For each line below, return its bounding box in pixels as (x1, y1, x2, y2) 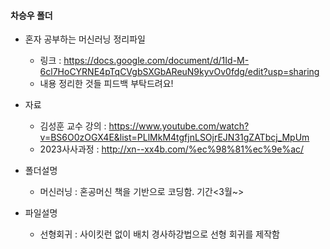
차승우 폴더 (10, 9, 53, 21)
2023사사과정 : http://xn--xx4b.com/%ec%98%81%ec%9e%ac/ (39, 143, 305, 155)
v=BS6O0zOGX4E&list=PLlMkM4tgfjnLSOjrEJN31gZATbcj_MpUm (39, 131, 310, 144)
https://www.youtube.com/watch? (108, 120, 250, 132)
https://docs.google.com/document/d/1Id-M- (63, 55, 250, 67)
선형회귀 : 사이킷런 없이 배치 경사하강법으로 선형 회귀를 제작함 (39, 228, 280, 240)
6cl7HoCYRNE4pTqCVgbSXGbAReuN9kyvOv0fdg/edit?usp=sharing (39, 66, 320, 78)
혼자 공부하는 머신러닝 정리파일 (24, 33, 146, 45)
